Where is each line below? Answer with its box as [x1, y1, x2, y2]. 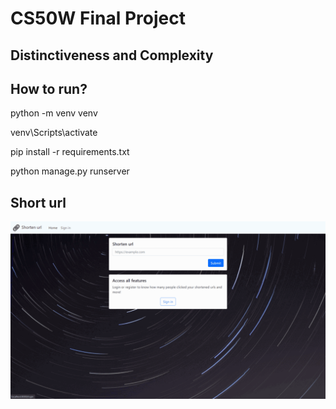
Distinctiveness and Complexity [10, 47, 214, 64]
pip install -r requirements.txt [10, 146, 130, 158]
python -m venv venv [10, 107, 98, 119]
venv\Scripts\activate [10, 127, 98, 139]
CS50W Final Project [10, 7, 186, 30]
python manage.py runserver [10, 165, 130, 177]
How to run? [10, 80, 88, 97]
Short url [10, 194, 67, 211]
